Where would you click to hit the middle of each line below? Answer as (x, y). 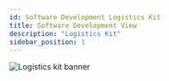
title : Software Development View (73, 26)
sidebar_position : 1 (48, 42)
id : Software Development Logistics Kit (85, 17)
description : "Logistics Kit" (65, 33)
